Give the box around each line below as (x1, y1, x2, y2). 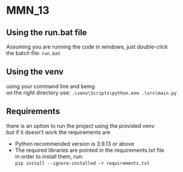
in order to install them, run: (14, 153, 83, 160)
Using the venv (6, 67, 64, 77)
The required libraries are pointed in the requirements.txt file (14, 146, 164, 153)
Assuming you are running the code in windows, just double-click (6, 43, 168, 50)
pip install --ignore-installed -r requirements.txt (14, 160, 150, 166)
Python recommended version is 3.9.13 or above (14, 140, 134, 147)
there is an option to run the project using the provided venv (6, 122, 155, 129)
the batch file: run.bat (6, 50, 61, 57)
